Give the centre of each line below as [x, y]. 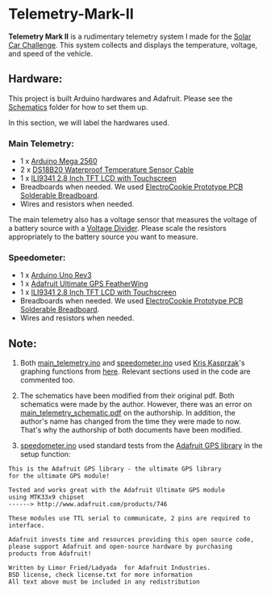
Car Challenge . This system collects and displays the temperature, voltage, [133, 44]
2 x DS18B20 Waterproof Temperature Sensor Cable [107, 169]
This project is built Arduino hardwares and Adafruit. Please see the [121, 98]
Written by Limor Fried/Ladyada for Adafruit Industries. [110, 568]
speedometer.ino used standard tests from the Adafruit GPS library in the [141, 445]
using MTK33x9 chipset [46, 497]
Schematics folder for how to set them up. [78, 107]
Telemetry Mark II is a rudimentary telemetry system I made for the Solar [130, 36]
